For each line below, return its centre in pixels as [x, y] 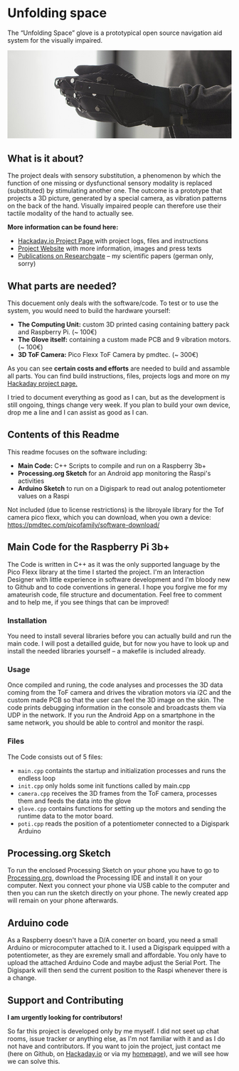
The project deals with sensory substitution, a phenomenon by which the [114, 176]
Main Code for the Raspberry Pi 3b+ [89, 547]
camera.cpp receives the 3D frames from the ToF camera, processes [117, 793]
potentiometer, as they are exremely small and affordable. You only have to [117, 955]
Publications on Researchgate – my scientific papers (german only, [116, 256]
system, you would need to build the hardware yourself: [89, 310]
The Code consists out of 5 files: [55, 757]
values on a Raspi [43, 496]
